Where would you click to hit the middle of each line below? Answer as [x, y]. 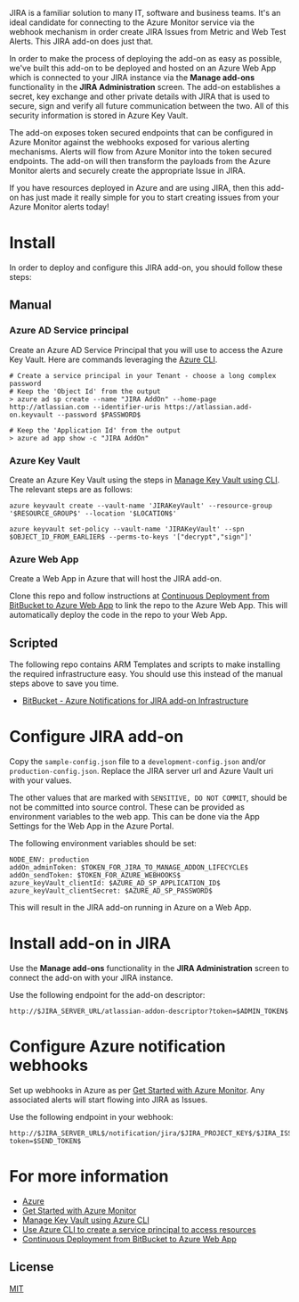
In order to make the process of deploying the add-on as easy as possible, [145, 58]
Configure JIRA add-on [97, 737]
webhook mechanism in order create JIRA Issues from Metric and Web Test [148, 32]
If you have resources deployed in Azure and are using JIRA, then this [137, 188]
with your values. [41, 780]
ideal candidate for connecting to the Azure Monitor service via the [132, 22]
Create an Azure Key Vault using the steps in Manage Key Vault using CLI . [145, 480]
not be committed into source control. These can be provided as [127, 807]
